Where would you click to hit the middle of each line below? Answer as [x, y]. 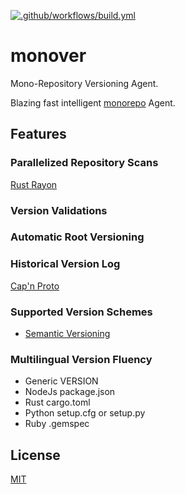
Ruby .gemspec [57, 424]
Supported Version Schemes [81, 312]
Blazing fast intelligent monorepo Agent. [93, 102]
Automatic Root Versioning [77, 237]
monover [48, 56]
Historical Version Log [65, 264]
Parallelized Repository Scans [84, 163]
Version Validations [59, 210]
